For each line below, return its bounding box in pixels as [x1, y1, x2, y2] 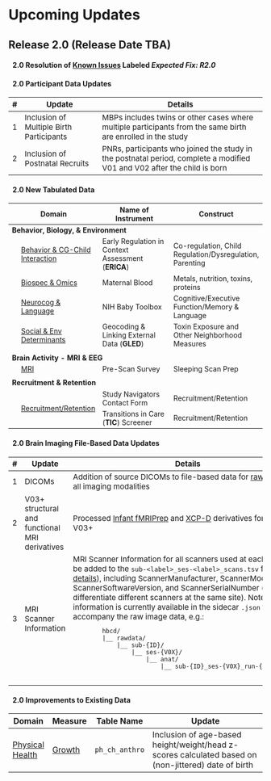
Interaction [21, 254, 57, 263]
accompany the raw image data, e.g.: [73, 611, 204, 623]
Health [12, 750, 38, 761]
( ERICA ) [102, 262, 130, 272]
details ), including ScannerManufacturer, [73, 573, 219, 584]
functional [24, 523, 60, 533]
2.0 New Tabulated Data [12, 184, 95, 195]
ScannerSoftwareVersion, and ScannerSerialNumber [73, 583, 260, 594]
